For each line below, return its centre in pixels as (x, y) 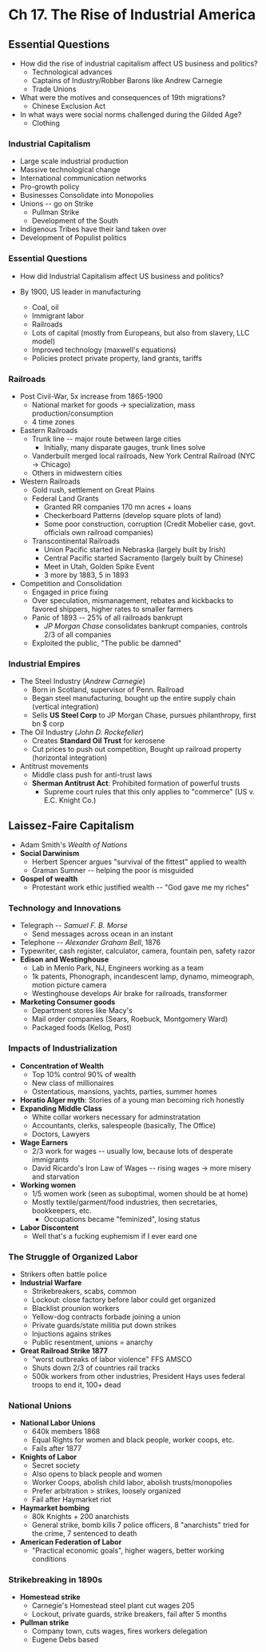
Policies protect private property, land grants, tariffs (117, 358)
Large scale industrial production (74, 161)
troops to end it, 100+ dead (76, 1385)
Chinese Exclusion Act (69, 106)
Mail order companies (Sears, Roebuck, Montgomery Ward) (130, 1019)
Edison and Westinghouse (64, 959)
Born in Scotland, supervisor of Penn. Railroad (108, 689)
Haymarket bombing (55, 1508)
